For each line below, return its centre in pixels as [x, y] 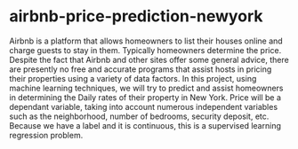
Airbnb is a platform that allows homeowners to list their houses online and [146, 41]
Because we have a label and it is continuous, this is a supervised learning [145, 125]
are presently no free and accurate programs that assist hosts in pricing [141, 69]
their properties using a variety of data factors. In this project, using [133, 78]
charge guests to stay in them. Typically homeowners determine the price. [145, 50]
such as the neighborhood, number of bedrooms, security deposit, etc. [139, 116]
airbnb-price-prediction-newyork [136, 16]
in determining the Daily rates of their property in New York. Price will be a [145, 97]
